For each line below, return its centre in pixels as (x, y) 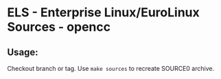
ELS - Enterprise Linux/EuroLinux (104, 13)
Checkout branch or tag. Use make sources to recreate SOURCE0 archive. (111, 68)
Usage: (23, 52)
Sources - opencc (59, 27)
